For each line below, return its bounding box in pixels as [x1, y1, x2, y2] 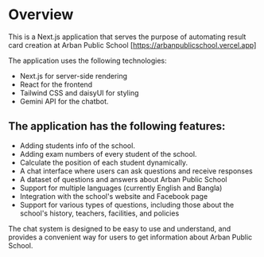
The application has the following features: [8, 119, 226, 133]
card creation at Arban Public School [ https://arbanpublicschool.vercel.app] [8, 40, 257, 49]
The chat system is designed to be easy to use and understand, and [8, 224, 231, 233]
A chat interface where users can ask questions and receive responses [19, 165, 253, 176]
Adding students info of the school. [19, 141, 135, 150]
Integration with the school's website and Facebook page [19, 191, 208, 201]
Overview [8, 6, 74, 24]
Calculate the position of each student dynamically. [19, 158, 188, 167]
